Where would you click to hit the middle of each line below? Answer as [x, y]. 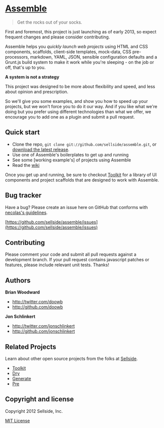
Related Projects [31, 347]
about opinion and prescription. [37, 92]
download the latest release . [41, 149]
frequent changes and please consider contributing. [58, 37]
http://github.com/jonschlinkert [43, 331]
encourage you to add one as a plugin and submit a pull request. [70, 117]
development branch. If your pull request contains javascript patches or [77, 260]
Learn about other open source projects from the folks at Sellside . [71, 359]
